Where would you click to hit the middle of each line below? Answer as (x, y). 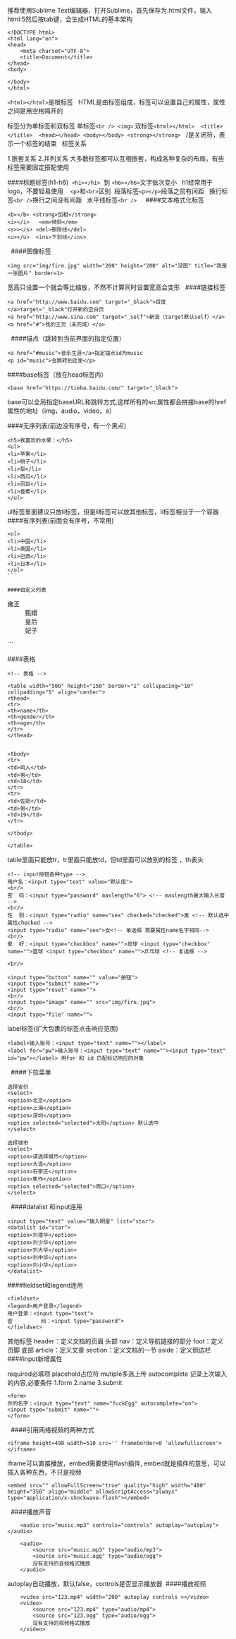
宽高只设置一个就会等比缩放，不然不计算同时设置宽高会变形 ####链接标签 (117, 287)
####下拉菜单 (31, 1072)
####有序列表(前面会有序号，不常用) (61, 520)
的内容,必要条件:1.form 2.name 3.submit (65, 1383)
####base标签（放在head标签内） (57, 375)
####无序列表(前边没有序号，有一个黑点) (67, 426)
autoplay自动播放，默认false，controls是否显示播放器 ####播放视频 (107, 1584)
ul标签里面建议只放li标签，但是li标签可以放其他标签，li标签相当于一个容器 (113, 512)
